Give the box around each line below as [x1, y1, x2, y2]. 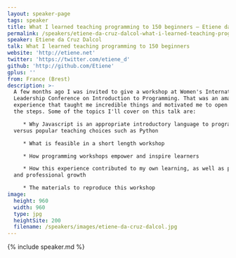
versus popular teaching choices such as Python [13, 127, 159, 134]
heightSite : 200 [13, 217, 61, 224]
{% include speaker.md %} [7, 243, 86, 251]
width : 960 [13, 204, 46, 211]
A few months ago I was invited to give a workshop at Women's [13, 88, 202, 95]
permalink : [7, 29, 39, 37]
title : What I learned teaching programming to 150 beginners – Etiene [7, 23, 221, 30]
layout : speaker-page [7, 10, 71, 18]
